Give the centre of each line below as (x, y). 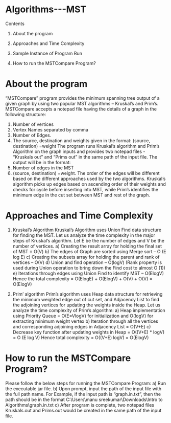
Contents (15, 24)
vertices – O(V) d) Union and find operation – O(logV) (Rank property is (87, 262)
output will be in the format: (42, 162)
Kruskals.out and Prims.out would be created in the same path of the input (83, 410)
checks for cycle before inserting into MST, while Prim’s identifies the (86, 189)
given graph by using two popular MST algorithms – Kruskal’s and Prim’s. (82, 103)
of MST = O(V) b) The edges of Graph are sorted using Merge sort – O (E (89, 251)
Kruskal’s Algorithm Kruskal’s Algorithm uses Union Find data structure (87, 230)
